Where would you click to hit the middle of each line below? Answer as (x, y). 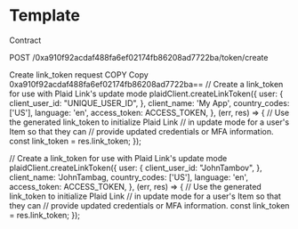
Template (44, 16)
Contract (25, 40)
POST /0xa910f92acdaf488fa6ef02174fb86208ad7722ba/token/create (139, 57)
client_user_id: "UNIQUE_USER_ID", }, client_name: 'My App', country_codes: (149, 102)
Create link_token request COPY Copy (79, 74)
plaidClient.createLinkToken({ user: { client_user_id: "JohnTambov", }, (136, 168)
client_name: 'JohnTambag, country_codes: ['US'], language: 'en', (129, 177)
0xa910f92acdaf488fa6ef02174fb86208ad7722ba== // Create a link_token (146, 84)
